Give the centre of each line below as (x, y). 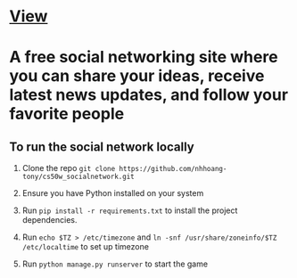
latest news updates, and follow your (148, 95)
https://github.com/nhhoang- (173, 169)
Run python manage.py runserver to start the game (115, 264)
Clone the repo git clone (69, 168)
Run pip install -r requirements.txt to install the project (130, 210)
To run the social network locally (102, 147)
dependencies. (49, 220)
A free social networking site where (144, 57)
